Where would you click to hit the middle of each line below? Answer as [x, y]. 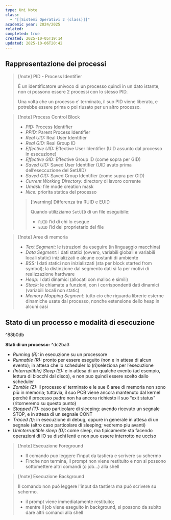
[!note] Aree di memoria [43, 237]
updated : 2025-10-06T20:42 [34, 43]
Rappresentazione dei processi [56, 64]
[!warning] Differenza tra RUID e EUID [70, 202]
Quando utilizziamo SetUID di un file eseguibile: [80, 211]
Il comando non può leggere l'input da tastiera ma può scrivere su [87, 486]
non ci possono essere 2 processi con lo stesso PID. [73, 91]
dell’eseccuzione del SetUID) [56, 170]
